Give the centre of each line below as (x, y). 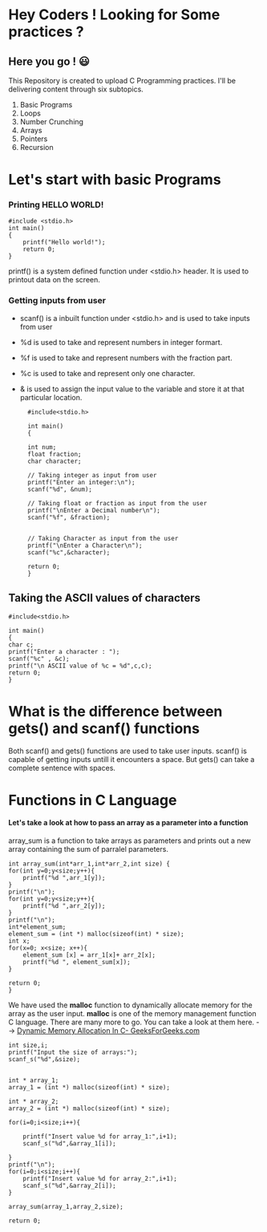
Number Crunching (52, 122)
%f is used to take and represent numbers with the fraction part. (126, 358)
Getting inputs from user (57, 301)
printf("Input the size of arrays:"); (73, 1052)
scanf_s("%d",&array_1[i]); (69, 1143)
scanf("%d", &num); (60, 489)
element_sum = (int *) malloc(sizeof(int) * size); (96, 934)
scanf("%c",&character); (69, 552)
